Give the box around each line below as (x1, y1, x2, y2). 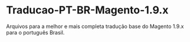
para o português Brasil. (6, 29, 65, 36)
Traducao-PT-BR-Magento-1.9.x (6, 3, 169, 17)
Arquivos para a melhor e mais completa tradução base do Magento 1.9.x (6, 23, 184, 30)
